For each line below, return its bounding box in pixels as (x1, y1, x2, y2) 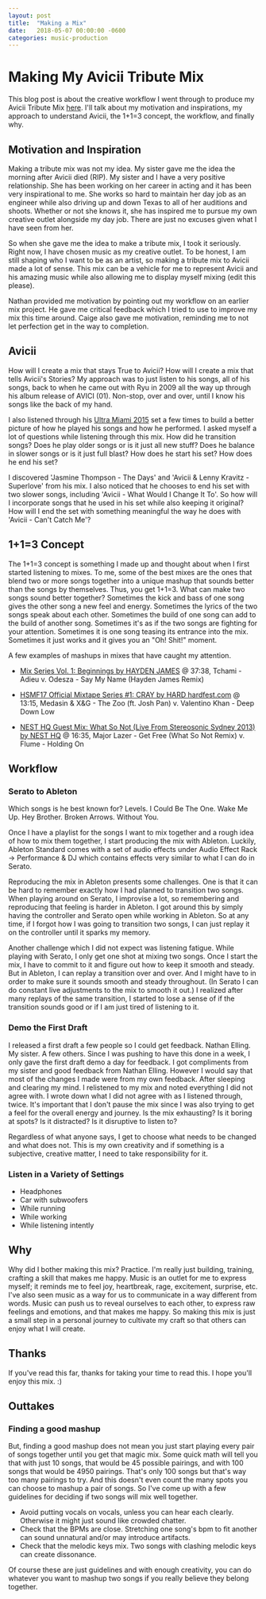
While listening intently (19, 1220, 94, 1230)
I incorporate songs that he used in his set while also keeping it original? (8, 498, 245, 508)
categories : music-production (8, 33, 109, 42)
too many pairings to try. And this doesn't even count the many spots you (8, 1475, 249, 1484)
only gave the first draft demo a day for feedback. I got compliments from (8, 1057, 249, 1067)
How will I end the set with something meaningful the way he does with (8, 506, 241, 515)
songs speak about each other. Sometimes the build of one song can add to (8, 609, 256, 619)
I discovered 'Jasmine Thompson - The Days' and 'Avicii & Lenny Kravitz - (8, 473, 250, 482)
